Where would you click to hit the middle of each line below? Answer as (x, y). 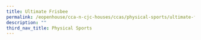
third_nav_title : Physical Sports (49, 28)
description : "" (26, 22)
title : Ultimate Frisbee (37, 11)
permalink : (20, 17)
